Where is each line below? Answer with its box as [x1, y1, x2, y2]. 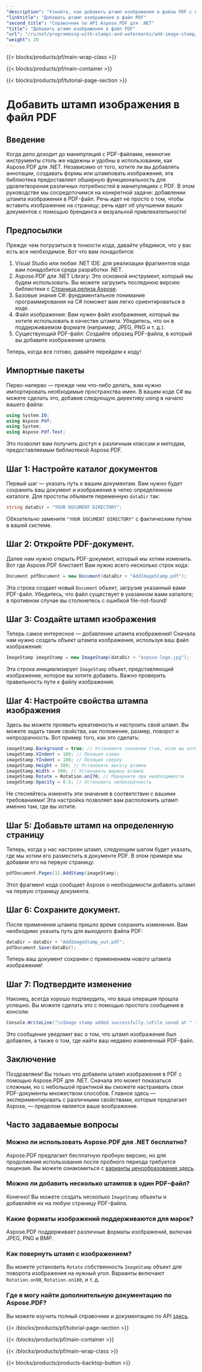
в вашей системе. [6, 522, 52, 529]
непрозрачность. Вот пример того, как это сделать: [6, 734, 140, 741]
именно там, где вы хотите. [6, 803, 77, 810]
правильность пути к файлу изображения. [6, 678, 115, 685]
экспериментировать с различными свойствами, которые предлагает [6, 1096, 188, 1103]
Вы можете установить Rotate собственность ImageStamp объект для [6, 1263, 182, 1271]
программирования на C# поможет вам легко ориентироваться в [14, 298, 185, 305]
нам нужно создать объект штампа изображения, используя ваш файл [6, 637, 189, 644]
